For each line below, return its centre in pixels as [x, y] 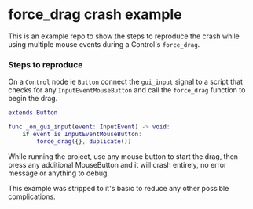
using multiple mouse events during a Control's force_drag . [104, 44]
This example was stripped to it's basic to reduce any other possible [119, 188]
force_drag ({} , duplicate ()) [84, 141]
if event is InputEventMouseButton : [82, 134]
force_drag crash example [95, 14]
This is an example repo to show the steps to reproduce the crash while [124, 36]
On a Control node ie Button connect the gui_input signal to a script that [126, 82]
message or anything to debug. [59, 173]
